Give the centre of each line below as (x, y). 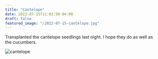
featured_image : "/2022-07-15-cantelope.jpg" (52, 23)
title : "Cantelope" (25, 10)
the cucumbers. (21, 42)
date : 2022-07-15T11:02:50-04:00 (39, 14)
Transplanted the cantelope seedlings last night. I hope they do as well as (79, 37)
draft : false (18, 19)
